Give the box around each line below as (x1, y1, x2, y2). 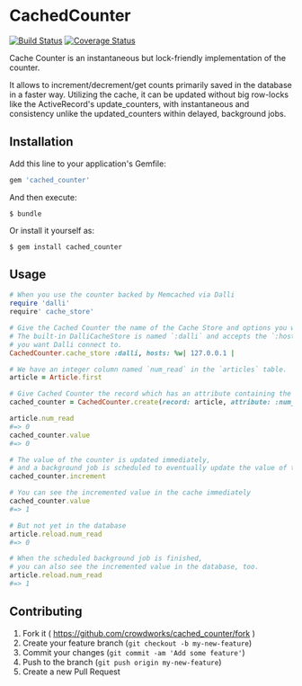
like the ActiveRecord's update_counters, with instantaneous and (9, 98, 250, 109)
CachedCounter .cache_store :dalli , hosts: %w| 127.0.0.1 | (9, 348, 235, 358)
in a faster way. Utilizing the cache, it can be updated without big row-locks (9, 89, 289, 100)
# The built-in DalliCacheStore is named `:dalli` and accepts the (9, 332, 268, 341)
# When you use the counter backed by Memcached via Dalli (9, 290, 235, 299)
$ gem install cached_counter (9, 242, 123, 252)
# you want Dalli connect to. (9, 340, 123, 349)
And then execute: (9, 192, 77, 202)
